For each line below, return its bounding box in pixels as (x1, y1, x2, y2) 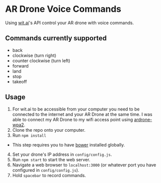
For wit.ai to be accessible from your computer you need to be (12, 106, 140, 112)
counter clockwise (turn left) (12, 58, 70, 64)
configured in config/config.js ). (12, 167, 79, 173)
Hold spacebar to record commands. (12, 172, 86, 178)
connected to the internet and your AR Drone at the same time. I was (12, 111, 153, 117)
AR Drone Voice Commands (5, 3, 121, 15)
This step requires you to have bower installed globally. (12, 142, 125, 147)
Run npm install (12, 132, 47, 138)
